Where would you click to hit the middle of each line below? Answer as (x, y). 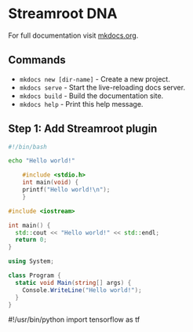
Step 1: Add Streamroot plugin (83, 129)
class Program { (35, 275)
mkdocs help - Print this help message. (81, 104)
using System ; (31, 261)
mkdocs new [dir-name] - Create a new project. (95, 78)
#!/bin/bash (27, 147)
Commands (37, 60)
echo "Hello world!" (42, 161)
